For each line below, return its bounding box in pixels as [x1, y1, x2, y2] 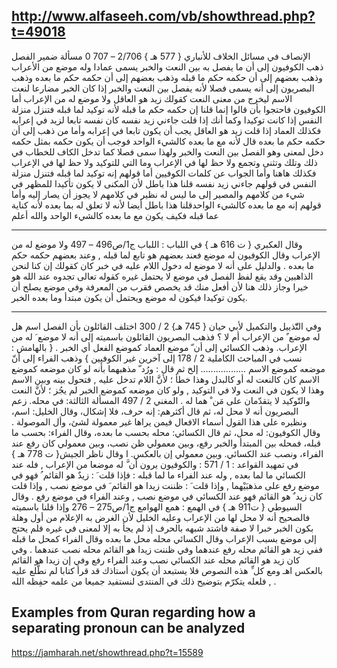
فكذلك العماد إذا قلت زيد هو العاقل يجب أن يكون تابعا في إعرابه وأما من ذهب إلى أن [11, 124, 322, 136]
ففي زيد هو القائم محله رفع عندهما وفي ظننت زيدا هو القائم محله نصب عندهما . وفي [11, 543, 324, 555]
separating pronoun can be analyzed [11, 620, 246, 637]
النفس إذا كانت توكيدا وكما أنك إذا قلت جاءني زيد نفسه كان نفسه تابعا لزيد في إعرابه [11, 114, 323, 126]
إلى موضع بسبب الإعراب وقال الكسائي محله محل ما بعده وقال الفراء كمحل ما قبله [11, 532, 317, 544]
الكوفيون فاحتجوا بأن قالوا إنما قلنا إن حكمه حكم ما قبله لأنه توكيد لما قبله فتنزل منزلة [11, 103, 326, 115]
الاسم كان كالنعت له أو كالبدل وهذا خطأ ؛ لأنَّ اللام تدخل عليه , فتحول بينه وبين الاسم [11, 373, 320, 385]
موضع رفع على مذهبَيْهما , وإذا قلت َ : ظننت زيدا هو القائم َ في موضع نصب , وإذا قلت [11, 479, 320, 491]
